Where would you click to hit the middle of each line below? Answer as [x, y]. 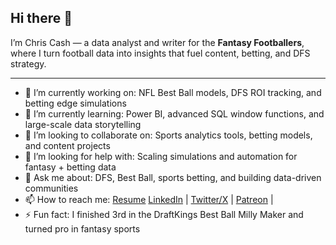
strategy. [28, 63]
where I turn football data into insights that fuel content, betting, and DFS [160, 53]
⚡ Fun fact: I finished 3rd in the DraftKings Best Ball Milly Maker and [164, 214]
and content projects [67, 145]
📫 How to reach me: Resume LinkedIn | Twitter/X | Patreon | [149, 199]
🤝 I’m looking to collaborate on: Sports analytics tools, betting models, [168, 135]
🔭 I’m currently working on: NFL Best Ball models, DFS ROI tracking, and [173, 92]
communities [51, 188]
